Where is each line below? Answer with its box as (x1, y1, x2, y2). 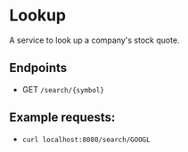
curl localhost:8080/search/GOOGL (21, 135, 151, 144)
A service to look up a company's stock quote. (9, 35, 180, 45)
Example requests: (9, 110, 116, 125)
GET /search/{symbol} (21, 84, 105, 94)
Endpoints (9, 60, 68, 76)
